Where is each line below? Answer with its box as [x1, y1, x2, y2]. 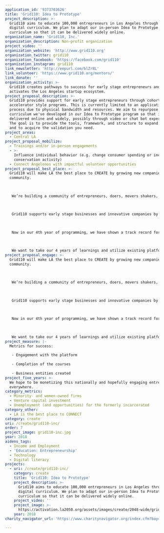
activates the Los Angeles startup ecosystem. [9, 89, 106, 94]
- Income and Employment [9, 444, 60, 448]
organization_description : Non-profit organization [5, 39, 112, 44]
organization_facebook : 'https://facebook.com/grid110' [5, 57, 121, 62]
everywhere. [9, 384, 34, 389]
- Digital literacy [9, 457, 49, 462]
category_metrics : [5, 389, 42, 394]
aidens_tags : [5, 439, 32, 444]
